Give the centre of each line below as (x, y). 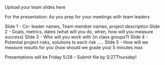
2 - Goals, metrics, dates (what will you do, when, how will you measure (79, 32)
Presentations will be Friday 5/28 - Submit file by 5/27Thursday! (71, 57)
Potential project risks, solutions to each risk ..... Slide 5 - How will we (76, 42)
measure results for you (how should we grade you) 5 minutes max (74, 47)
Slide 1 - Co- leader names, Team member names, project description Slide (82, 26)
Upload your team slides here (35, 7)
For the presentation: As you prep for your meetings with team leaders (77, 17)
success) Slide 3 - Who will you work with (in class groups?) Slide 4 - (76, 37)
